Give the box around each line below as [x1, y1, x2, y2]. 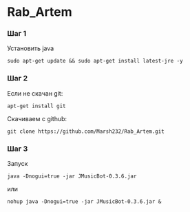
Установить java [7, 44, 54, 52]
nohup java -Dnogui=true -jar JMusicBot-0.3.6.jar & [7, 198, 162, 205]
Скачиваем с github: [7, 114, 67, 123]
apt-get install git [7, 103, 67, 109]
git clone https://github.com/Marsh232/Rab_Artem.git [7, 128, 165, 135]
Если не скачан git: [7, 89, 63, 97]
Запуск [7, 160, 28, 168]
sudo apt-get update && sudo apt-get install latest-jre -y [7, 58, 184, 65]
